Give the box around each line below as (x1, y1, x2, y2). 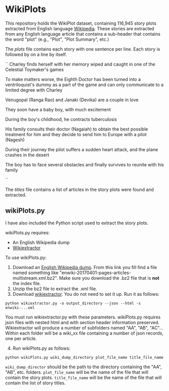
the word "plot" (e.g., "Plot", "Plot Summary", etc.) (5, 36, 109, 42)
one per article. (5, 335, 37, 341)
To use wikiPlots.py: (5, 254, 47, 260)
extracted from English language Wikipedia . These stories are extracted (5, 25, 154, 31)
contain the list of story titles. (5, 379, 66, 386)
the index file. (12, 280, 41, 286)
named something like (12, 270, 59, 276)
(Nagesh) (5, 137, 25, 143)
